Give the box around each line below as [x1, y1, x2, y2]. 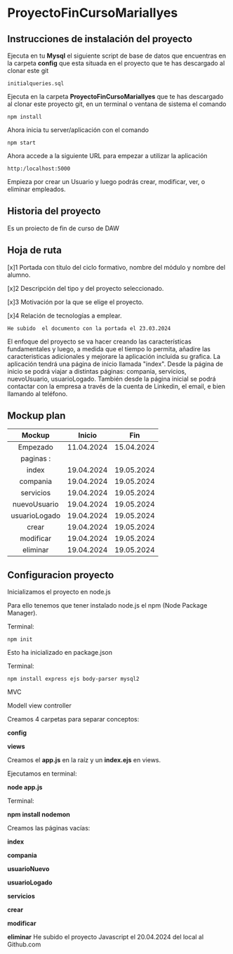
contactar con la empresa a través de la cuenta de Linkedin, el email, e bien [7, 381, 226, 391]
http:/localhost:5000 [7, 165, 71, 172]
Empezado [18, 443, 54, 452]
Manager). [7, 609, 37, 618]
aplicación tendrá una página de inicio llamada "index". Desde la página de [7, 360, 223, 368]
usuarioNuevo [7, 865, 50, 873]
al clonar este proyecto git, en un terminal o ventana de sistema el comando [7, 100, 227, 108]
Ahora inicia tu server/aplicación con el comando [7, 126, 149, 134]
